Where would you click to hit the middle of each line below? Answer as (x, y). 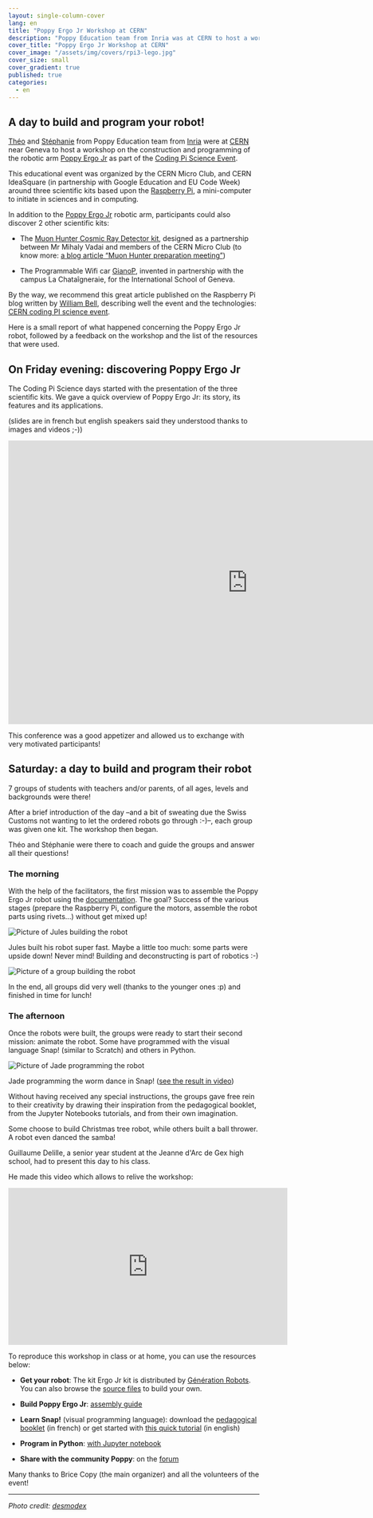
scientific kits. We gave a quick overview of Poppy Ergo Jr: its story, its (124, 397)
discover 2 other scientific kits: (59, 223)
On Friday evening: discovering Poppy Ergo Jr (124, 369)
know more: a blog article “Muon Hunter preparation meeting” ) (122, 255)
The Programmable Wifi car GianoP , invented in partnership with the (132, 271)
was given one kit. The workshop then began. (83, 829)
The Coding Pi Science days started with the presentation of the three (123, 388)
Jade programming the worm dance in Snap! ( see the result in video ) (121, 1081)
